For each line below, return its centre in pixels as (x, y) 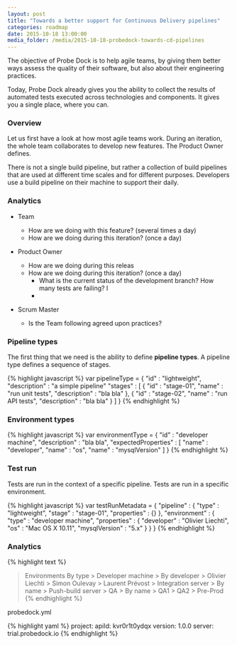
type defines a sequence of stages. (59, 365)
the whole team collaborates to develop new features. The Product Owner (115, 146)
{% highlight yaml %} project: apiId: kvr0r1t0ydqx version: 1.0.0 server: (111, 626)
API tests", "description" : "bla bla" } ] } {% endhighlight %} (94, 401)
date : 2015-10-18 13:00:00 (47, 34)
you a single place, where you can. (58, 105)
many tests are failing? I (73, 288)
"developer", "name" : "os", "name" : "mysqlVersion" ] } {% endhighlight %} (118, 450)
